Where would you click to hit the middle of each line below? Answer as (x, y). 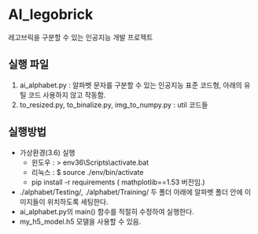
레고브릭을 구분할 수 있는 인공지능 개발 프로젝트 (81, 37)
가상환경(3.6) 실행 (47, 152)
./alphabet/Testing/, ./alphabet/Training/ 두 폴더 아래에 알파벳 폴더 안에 (131, 191)
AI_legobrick (51, 15)
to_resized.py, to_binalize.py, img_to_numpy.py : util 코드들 (114, 105)
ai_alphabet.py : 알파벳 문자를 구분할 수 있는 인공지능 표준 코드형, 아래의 (131, 85)
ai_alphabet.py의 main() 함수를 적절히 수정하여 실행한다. (107, 211)
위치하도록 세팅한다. (77, 202)
